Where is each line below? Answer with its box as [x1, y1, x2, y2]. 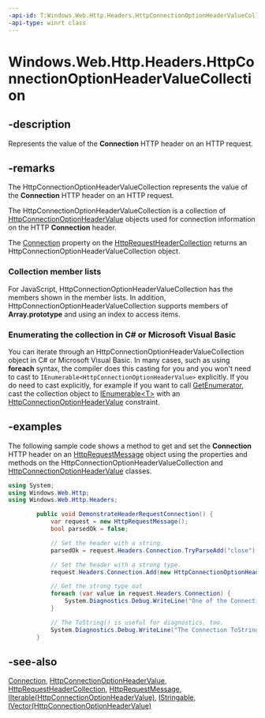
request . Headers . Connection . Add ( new [50, 568, 171, 576]
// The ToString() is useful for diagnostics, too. [50, 619, 224, 626]
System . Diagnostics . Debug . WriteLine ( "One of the [64, 597, 227, 605]
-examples [8, 420, 62, 434]
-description [8, 118, 71, 131]
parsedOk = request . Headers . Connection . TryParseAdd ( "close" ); [50, 546, 259, 555]
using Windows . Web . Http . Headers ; [8, 496, 118, 504]
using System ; [8, 481, 55, 489]
